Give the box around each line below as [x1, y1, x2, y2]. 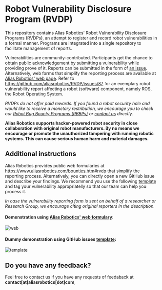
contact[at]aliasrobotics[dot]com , [5, 279, 76, 285]
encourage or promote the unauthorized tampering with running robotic [5, 130, 154, 136]
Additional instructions [5, 150, 77, 158]
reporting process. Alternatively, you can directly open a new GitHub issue [5, 173, 155, 179]
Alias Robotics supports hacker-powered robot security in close [5, 120, 138, 126]
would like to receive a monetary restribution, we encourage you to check [5, 106, 154, 111]
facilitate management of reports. [5, 45, 72, 51]
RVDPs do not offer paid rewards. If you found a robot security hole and [5, 100, 150, 106]
